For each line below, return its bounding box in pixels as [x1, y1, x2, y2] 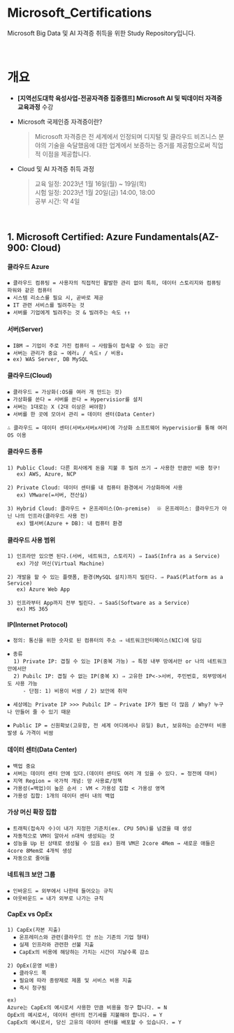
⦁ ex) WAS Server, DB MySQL [7, 356, 89, 362]
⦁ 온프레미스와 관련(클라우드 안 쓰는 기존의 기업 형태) [13, 934, 150, 941]
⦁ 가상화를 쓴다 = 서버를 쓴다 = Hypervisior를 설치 [7, 396, 143, 403]
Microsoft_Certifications [7, 5, 152, 21]
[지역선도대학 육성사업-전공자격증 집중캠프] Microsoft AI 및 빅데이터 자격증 [17, 94, 222, 102]
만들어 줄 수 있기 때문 [15, 709, 71, 716]
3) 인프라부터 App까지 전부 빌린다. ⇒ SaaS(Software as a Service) [7, 599, 190, 607]
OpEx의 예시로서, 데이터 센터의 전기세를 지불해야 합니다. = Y [7, 1011, 163, 1019]
